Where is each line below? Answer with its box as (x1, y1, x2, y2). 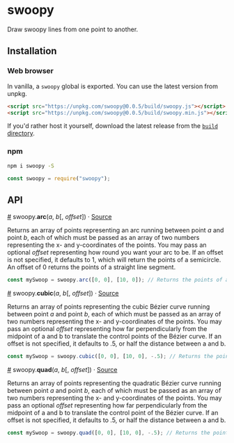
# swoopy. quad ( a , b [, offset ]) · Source (7, 365, 118, 373)
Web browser (7, 66, 54, 76)
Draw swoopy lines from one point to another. (7, 25, 139, 33)
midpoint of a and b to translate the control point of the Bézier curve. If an (7, 408, 219, 417)
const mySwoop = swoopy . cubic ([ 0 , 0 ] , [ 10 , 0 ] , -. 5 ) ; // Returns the (7, 353, 214, 360)
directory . (7, 129, 35, 138)
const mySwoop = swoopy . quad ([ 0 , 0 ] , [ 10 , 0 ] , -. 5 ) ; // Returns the (7, 429, 210, 436)
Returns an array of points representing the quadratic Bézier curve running (7, 378, 221, 387)
